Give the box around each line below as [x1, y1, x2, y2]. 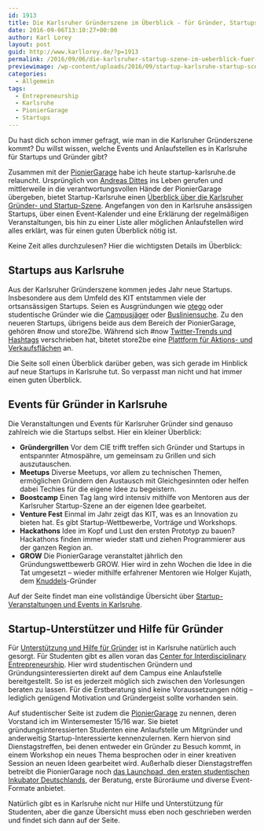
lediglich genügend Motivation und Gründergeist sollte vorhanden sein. [8, 693, 238, 703]
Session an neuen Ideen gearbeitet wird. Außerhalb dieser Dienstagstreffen [8, 759, 253, 768]
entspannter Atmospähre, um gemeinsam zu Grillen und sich [19, 450, 216, 460]
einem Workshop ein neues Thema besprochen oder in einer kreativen [8, 750, 236, 759]
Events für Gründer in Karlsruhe [8, 398, 168, 411]
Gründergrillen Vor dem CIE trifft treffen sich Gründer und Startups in [19, 442, 245, 452]
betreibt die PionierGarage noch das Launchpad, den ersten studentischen [8, 767, 250, 777]
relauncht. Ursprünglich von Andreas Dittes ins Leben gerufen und [8, 175, 223, 185]
